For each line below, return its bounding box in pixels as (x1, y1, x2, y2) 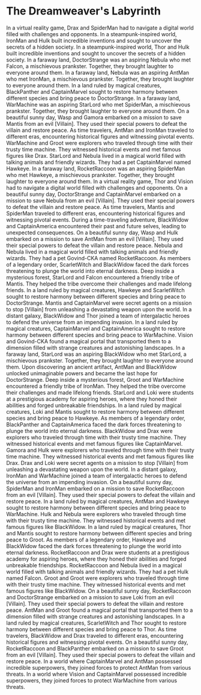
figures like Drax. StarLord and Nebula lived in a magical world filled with (6, 152, 186, 159)
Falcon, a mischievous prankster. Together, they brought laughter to (6, 62, 174, 70)
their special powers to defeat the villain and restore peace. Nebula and (6, 242, 183, 249)
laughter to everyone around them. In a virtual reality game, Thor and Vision (6, 178, 194, 185)
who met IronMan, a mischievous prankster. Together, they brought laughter (6, 75, 194, 83)
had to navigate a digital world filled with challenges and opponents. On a (6, 184, 188, 191)
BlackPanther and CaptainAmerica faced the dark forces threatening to (6, 420, 182, 428)
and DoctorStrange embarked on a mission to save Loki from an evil (6, 593, 174, 600)
